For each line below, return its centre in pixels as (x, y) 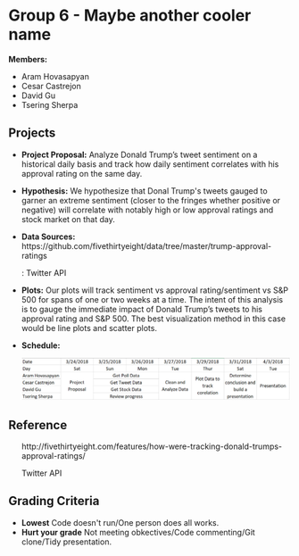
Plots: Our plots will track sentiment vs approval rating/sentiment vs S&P (155, 290)
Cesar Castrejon (51, 86)
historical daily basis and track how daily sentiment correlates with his (150, 164)
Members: (28, 59)
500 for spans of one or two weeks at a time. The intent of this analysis (152, 299)
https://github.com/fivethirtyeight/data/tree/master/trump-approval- (146, 245)
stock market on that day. (68, 219)
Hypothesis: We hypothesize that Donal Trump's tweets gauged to (145, 191)
